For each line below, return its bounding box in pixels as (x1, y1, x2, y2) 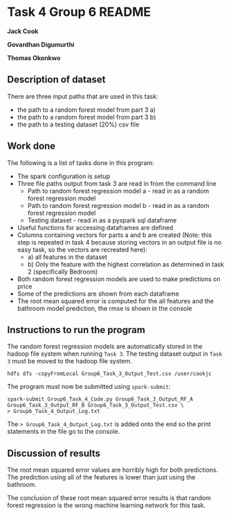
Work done (7, 140, 56, 152)
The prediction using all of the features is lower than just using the (7, 473, 196, 481)
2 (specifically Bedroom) (27, 267, 98, 276)
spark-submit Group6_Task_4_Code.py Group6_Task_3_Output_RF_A (7, 396, 194, 403)
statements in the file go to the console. (7, 428, 120, 436)
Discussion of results (7, 447, 101, 459)
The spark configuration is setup (17, 172, 111, 180)
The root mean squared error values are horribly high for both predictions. (7, 466, 219, 474)
